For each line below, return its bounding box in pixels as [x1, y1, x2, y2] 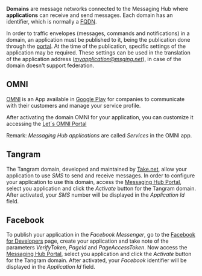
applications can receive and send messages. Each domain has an [6, 11, 173, 19]
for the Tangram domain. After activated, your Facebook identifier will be [6, 257, 187, 264]
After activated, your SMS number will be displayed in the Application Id [6, 191, 185, 199]
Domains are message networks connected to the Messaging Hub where [6, 5, 189, 12]
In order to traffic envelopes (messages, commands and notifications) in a [6, 30, 190, 37]
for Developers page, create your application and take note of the [6, 237, 169, 245]
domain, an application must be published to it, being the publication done [6, 36, 191, 43]
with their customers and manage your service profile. [6, 102, 141, 109]
